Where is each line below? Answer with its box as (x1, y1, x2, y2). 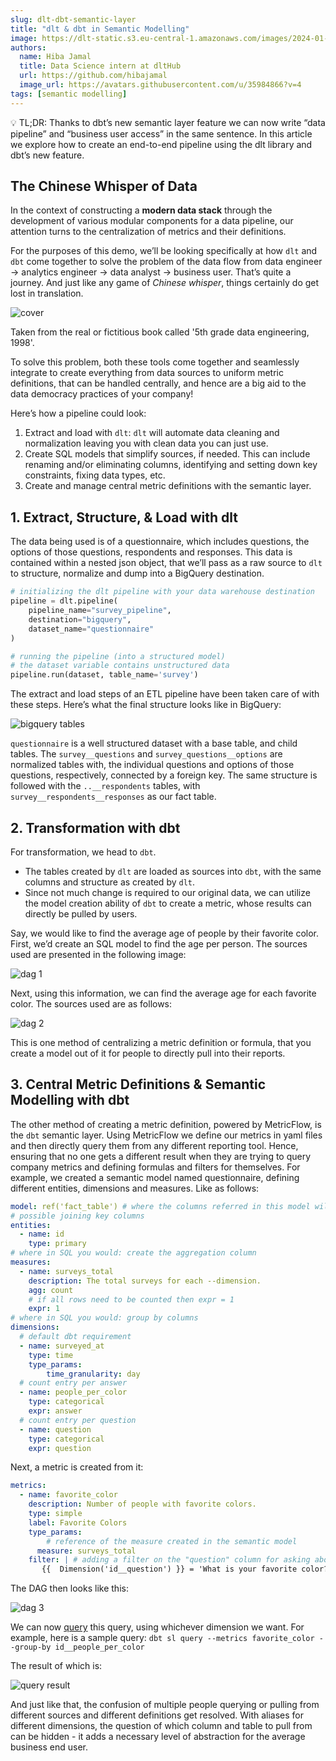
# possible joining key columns (10, 1211, 145, 1221)
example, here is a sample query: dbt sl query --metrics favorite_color (10, 1632, 315, 1644)
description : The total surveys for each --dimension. (28, 1276, 262, 1286)
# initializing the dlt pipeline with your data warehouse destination (10, 587, 315, 597)
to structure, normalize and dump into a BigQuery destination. (10, 567, 265, 580)
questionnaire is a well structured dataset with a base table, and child (10, 737, 298, 750)
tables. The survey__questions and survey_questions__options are (10, 748, 283, 760)
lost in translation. (10, 287, 84, 300)
